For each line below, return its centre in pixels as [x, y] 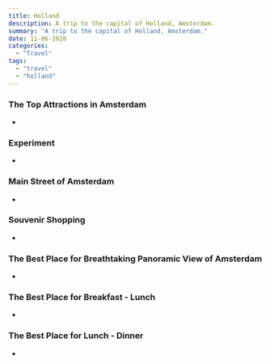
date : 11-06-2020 [38, 38]
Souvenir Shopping [47, 220]
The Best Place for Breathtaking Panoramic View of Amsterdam [135, 258]
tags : [17, 61]
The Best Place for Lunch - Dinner [76, 336]
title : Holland [34, 16]
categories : [28, 46]
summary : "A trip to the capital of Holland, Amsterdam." [108, 31]
